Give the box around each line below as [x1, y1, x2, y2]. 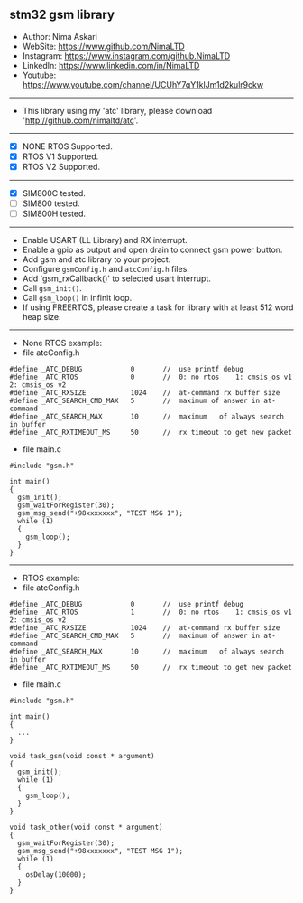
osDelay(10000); [25, 870, 87, 879]
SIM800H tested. [22, 208, 87, 220]
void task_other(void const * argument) [9, 823, 164, 832]
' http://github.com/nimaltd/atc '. [22, 115, 139, 126]
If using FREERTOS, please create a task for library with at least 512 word [22, 302, 294, 313]
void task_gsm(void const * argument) [9, 752, 155, 761]
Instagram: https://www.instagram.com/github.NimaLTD [22, 50, 231, 61]
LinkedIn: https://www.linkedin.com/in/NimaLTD [22, 60, 200, 71]
